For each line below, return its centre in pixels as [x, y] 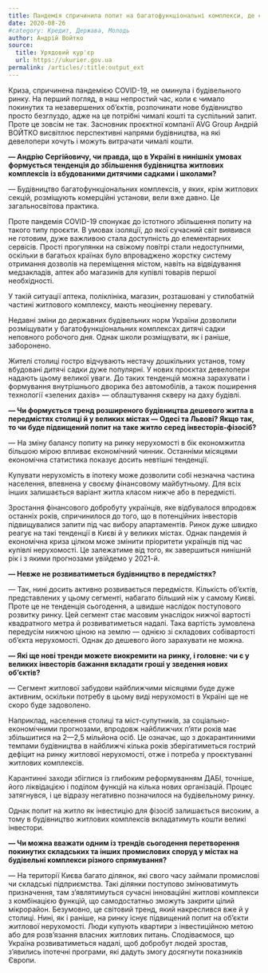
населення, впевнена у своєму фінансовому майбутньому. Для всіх [125, 483]
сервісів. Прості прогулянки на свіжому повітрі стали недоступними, [126, 246]
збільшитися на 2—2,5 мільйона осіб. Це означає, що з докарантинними [132, 737]
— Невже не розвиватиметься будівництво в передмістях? [112, 573]
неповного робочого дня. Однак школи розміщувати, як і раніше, [120, 337]
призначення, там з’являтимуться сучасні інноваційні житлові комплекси [134, 892]
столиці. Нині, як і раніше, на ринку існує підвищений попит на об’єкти [128, 917]
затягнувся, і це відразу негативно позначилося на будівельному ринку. [132, 795]
